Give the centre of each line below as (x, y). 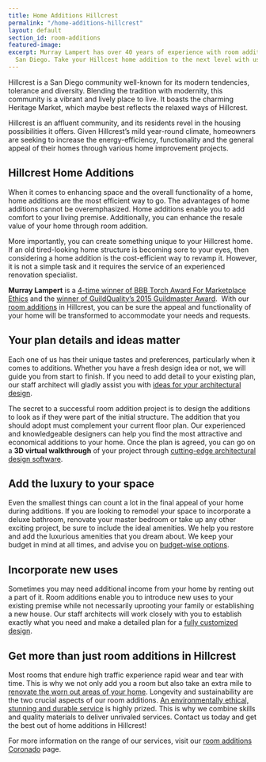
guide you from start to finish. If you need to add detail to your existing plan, (132, 376)
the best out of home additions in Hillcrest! (78, 725)
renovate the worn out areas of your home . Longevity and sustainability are (131, 692)
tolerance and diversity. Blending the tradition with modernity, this (116, 90)
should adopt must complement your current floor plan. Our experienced (127, 425)
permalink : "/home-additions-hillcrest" (76, 23)
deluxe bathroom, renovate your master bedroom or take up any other (122, 520)
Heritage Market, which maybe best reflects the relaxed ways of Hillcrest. (128, 107)
